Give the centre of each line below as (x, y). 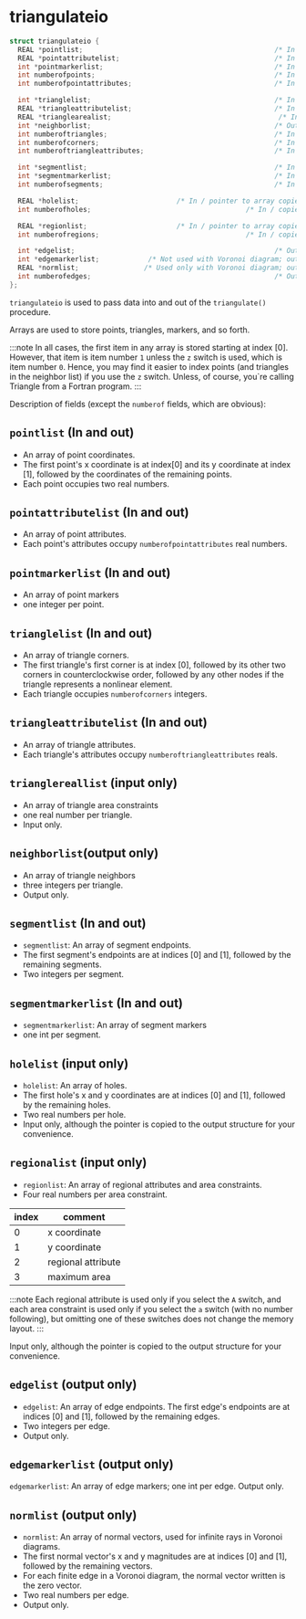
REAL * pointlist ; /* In (157, 49)
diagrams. (41, 1547)
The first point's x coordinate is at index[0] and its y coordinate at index (157, 464)
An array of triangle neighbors (79, 875)
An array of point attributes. (75, 534)
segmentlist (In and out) (78, 923)
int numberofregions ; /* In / (146, 235)
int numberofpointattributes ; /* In (157, 84)
